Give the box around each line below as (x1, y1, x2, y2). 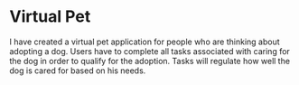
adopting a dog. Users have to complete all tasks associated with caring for (9, 45, 291, 56)
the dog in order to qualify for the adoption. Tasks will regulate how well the (9, 55, 291, 66)
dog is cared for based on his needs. (9, 65, 146, 76)
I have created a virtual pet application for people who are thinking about (9, 36, 280, 47)
